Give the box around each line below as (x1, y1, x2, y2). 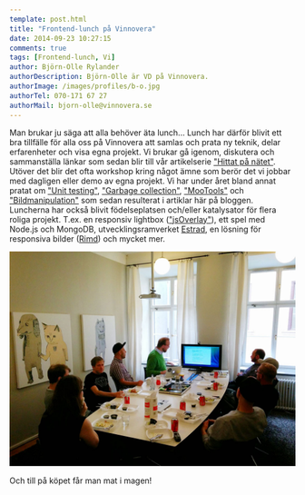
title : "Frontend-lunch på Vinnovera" (9, 24, 156, 34)
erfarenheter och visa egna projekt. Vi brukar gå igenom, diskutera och (9, 146, 275, 157)
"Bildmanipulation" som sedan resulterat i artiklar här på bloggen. (9, 194, 254, 205)
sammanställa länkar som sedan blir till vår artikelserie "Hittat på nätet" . (9, 155, 276, 167)
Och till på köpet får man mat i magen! (9, 475, 152, 486)
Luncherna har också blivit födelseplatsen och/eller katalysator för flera (9, 204, 277, 215)
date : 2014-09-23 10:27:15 (9, 34, 112, 43)
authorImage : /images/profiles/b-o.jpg (9, 82, 161, 91)
